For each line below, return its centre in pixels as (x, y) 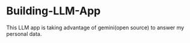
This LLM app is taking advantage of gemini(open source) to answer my (95, 27)
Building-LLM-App (54, 11)
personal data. (24, 33)
